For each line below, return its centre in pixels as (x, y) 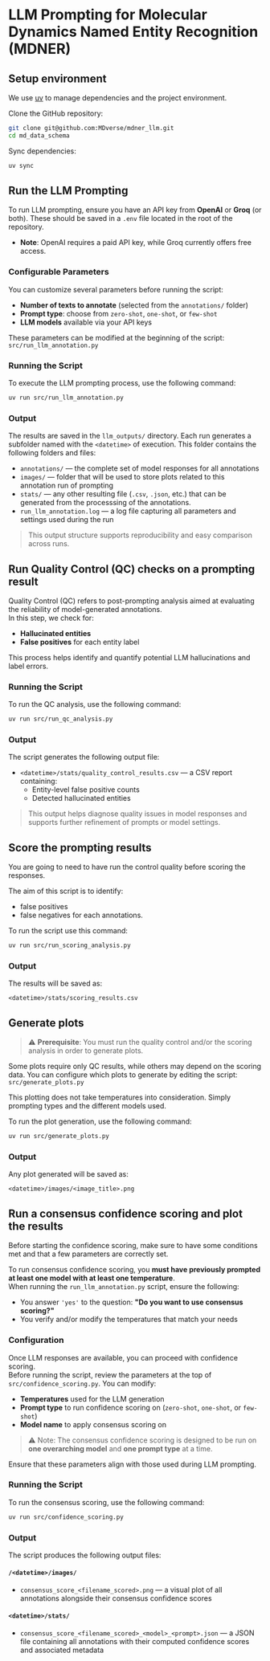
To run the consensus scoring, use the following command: (106, 1502)
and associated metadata (62, 1650)
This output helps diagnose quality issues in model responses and (137, 814)
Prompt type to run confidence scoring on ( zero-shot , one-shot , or (131, 1407)
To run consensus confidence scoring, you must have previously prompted (135, 1270)
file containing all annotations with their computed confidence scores (135, 1642)
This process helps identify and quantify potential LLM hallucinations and (129, 658)
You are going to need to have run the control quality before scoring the (127, 867)
